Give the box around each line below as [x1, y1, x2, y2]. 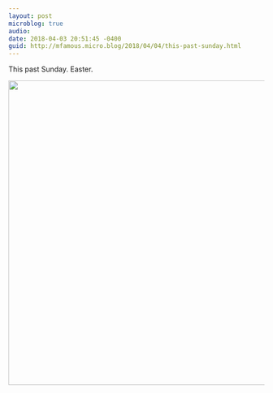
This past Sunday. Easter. [8, 64, 93, 74]
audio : [8, 27, 31, 35]
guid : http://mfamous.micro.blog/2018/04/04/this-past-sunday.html [8, 42, 242, 50]
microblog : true [8, 19, 63, 28]
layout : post [8, 11, 53, 20]
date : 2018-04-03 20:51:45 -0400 [8, 34, 122, 43]
